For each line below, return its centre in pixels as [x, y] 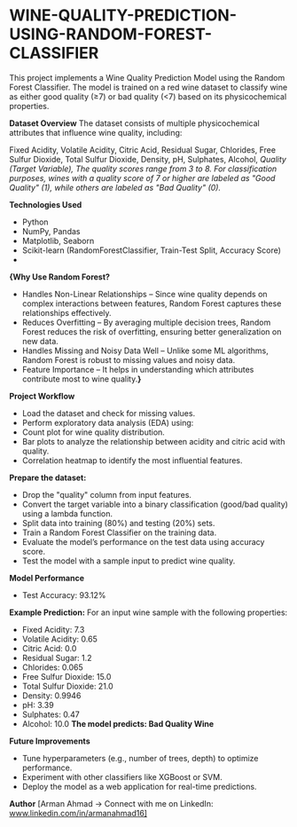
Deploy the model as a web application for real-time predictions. [139, 786]
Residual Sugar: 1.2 [57, 658]
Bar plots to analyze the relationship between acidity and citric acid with [153, 441]
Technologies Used [46, 204]
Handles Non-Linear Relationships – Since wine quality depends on [145, 294]
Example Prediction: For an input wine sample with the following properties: [148, 612]
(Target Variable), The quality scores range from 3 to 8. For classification [143, 169]
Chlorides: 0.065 [52, 667]
